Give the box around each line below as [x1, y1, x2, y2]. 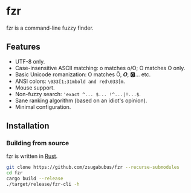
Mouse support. [15, 83, 55, 91]
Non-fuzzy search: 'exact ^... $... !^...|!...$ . [15, 90, 141, 97]
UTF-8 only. [15, 57, 45, 65]
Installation [6, 121, 50, 131]
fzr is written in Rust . [6, 152, 58, 160]
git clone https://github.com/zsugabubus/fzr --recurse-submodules [6, 165, 180, 171]
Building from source [6, 139, 70, 148]
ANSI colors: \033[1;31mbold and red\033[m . [15, 77, 125, 85]
